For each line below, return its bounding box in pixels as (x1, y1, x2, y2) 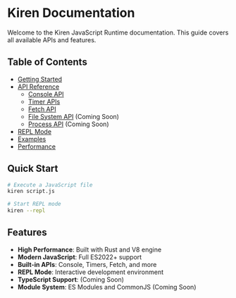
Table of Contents (7, 56, 88, 68)
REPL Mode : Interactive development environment (17, 268, 164, 276)
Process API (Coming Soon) (27, 120, 109, 128)
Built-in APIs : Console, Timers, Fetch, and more (17, 260, 157, 268)
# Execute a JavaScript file (7, 181, 93, 188)
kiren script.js (7, 188, 55, 195)
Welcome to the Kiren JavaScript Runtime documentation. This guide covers (7, 28, 229, 37)
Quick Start (7, 163, 58, 175)
